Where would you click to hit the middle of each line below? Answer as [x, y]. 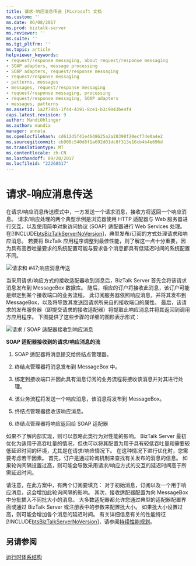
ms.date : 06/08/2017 [31, 22]
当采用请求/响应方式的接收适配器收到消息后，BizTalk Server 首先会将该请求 [97, 281]
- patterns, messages [32, 82]
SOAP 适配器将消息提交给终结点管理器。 [63, 354]
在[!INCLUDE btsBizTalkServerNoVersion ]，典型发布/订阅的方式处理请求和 [94, 234]
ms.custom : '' [23, 17]
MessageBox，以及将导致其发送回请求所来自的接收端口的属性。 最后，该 [94, 302]
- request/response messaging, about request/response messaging [87, 60]
